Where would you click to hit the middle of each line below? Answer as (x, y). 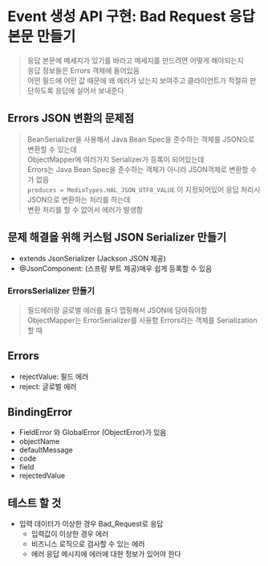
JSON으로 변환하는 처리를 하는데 (79, 199)
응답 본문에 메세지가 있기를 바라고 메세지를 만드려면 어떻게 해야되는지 (135, 60)
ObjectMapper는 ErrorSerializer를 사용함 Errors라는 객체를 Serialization (142, 320)
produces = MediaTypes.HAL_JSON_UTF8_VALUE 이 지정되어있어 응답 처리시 (144, 189)
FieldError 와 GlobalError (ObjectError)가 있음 (93, 433)
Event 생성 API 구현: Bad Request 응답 (132, 16)
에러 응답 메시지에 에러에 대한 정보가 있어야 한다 (106, 554)
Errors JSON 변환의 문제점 (71, 119)
